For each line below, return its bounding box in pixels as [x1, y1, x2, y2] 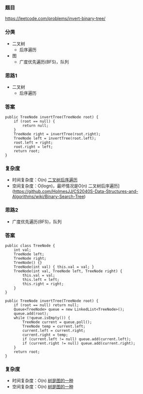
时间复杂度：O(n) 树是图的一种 [12, 378, 74, 384]
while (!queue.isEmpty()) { [14, 315, 70, 321]
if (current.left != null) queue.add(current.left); [22, 337, 131, 342]
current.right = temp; [22, 332, 68, 338]
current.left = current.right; [22, 328, 86, 333]
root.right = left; [14, 145, 53, 149]
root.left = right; [14, 140, 53, 145]
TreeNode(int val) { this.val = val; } [14, 264, 95, 270]
